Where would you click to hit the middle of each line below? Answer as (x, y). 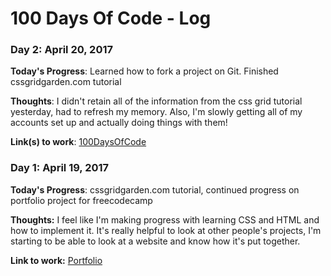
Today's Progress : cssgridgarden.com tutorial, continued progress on (155, 189)
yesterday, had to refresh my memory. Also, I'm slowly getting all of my (156, 112)
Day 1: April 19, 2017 (60, 168)
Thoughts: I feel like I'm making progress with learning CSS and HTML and (165, 219)
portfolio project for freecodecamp (81, 200)
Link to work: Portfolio (56, 260)
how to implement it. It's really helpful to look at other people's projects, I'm (166, 230)
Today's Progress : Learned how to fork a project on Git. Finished (144, 71)
